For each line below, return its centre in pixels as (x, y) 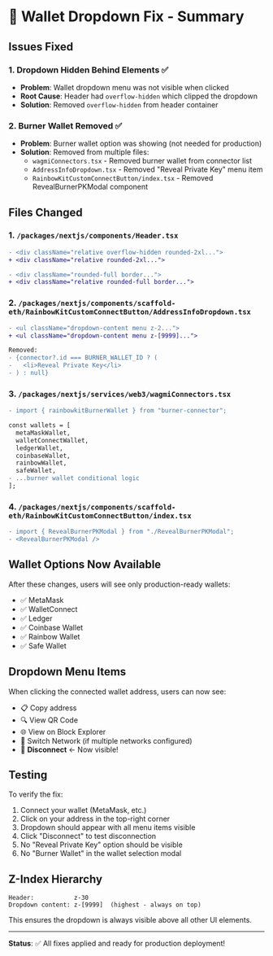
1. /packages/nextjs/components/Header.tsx (93, 235)
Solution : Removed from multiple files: (84, 152)
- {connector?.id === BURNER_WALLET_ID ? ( (83, 358)
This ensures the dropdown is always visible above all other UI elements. (130, 920)
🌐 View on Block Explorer (63, 731)
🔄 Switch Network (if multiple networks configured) (106, 740)
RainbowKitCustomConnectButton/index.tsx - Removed (123, 178)
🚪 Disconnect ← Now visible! (69, 749)
